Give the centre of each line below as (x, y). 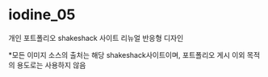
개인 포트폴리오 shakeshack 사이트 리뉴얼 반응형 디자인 (96, 38)
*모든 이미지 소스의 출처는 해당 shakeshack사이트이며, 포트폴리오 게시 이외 (127, 55)
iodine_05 (42, 15)
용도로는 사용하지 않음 (51, 65)
